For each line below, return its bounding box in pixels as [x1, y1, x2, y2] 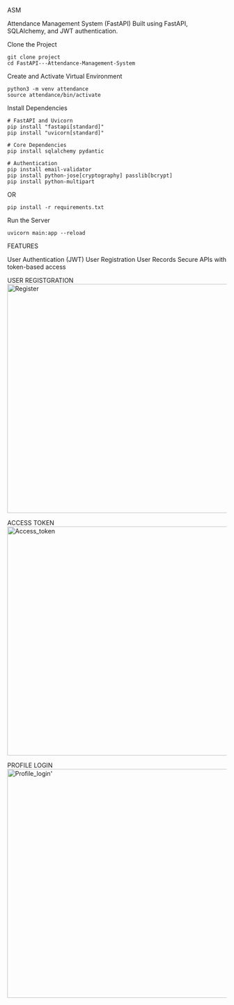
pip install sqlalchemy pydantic [7, 148, 104, 155]
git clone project [7, 54, 61, 61]
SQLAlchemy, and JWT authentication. [7, 27, 118, 35]
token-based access [7, 263, 66, 271]
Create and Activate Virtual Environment [7, 72, 123, 80]
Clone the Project [7, 40, 57, 48]
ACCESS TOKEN [7, 519, 54, 527]
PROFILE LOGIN [7, 761, 53, 769]
